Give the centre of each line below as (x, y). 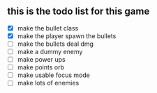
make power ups (41, 60)
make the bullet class (48, 28)
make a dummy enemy (50, 52)
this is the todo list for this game (78, 11)
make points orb (41, 67)
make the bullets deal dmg (55, 44)
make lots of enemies (48, 83)
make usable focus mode (54, 75)
